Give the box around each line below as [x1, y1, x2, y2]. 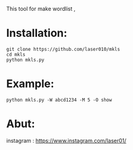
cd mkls [6, 51, 26, 57]
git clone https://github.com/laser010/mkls [6, 46, 120, 52]
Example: [6, 77, 54, 91]
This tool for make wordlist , [6, 5, 76, 12]
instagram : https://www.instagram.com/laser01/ [6, 137, 127, 144]
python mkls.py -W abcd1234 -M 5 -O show [6, 97, 112, 103]
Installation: [6, 27, 68, 40]
